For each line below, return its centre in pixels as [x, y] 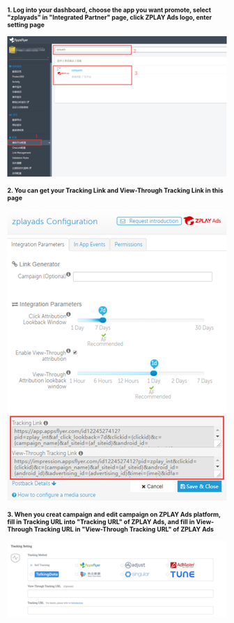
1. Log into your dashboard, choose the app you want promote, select [109, 10]
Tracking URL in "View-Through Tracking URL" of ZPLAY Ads [124, 529]
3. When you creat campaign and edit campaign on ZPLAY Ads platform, [114, 514]
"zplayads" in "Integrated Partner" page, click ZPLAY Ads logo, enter [110, 17]
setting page [26, 24]
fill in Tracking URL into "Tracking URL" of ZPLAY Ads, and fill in [101, 521]
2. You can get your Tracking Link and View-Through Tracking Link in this [116, 190]
